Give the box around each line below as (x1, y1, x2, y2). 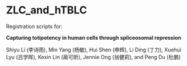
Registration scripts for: (6, 23, 63, 30)
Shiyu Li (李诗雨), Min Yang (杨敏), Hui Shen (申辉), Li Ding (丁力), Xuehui (6, 46, 182, 53)
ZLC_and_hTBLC (6, 4, 88, 17)
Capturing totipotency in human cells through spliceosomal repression (6, 34, 182, 41)
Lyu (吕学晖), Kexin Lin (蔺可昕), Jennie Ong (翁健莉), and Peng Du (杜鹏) (6, 53, 181, 60)
